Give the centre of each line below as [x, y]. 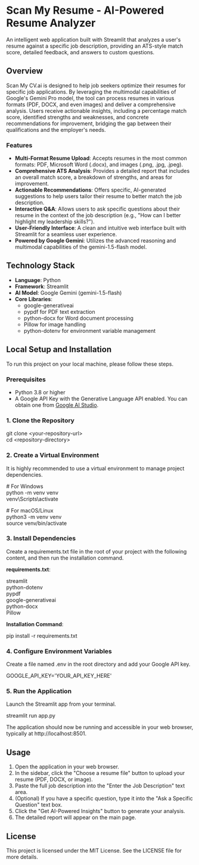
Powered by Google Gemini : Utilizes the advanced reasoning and [95, 241]
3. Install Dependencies [41, 539]
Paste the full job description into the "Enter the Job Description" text [100, 786]
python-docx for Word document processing [79, 318]
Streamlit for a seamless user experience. [66, 234]
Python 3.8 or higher [40, 392]
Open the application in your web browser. [67, 767]
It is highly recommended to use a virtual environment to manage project [95, 468]
